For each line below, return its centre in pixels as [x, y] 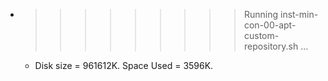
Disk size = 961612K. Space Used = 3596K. [124, 65]
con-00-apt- [270, 25]
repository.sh [271, 46]
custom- [261, 35]
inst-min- [299, 14]
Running [261, 14]
